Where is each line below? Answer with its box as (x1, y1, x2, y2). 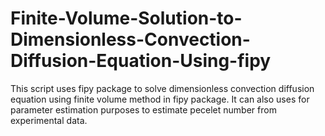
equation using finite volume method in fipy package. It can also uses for (10, 93, 310, 105)
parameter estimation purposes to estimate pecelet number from (10, 103, 277, 116)
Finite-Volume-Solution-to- (10, 7, 243, 30)
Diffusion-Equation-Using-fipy (10, 50, 272, 72)
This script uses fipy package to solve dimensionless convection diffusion (10, 82, 315, 94)
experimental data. (10, 114, 88, 126)
